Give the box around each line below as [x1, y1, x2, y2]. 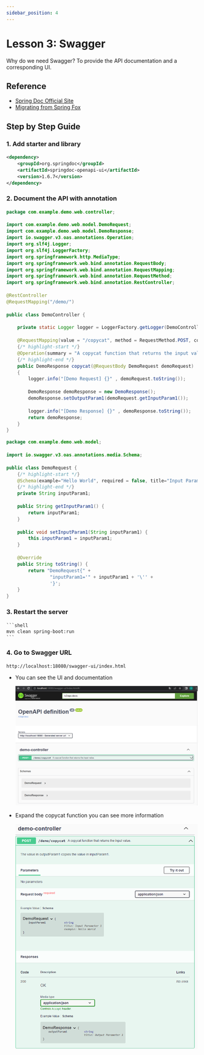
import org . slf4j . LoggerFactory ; [6, 247, 91, 253]
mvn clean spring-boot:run [6, 628, 75, 635]
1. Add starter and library [6, 139, 81, 148]
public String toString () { [17, 561, 88, 567]
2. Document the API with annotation [6, 194, 117, 203]
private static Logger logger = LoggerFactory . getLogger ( [17, 325, 167, 331]
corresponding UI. [6, 63, 52, 71]
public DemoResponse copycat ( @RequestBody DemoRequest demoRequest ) [17, 363, 194, 369]
